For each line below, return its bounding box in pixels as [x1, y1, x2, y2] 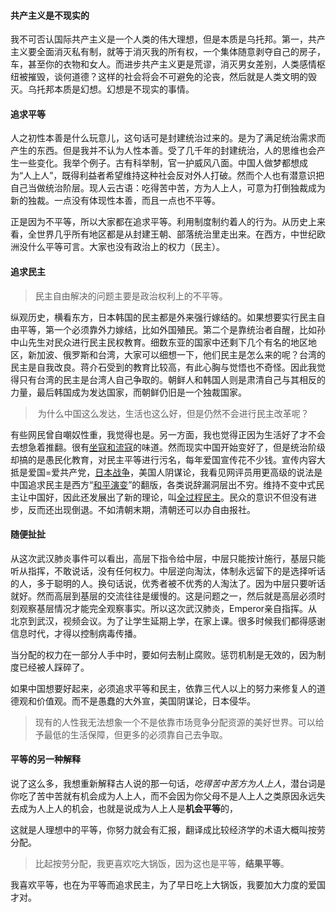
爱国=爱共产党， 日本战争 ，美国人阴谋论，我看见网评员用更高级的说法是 [27, 466, 323, 478]
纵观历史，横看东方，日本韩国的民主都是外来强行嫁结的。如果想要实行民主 [10, 311, 317, 323]
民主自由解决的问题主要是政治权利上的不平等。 [34, 290, 228, 302]
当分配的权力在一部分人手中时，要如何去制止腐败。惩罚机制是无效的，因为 [10, 648, 317, 660]
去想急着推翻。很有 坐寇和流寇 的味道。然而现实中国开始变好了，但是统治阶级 [10, 441, 326, 453]
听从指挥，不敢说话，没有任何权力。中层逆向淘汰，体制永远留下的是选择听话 [10, 565, 326, 577]
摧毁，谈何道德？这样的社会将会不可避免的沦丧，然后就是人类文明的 [27, 71, 308, 83]
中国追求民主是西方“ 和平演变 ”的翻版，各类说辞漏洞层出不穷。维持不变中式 [10, 478, 317, 490]
